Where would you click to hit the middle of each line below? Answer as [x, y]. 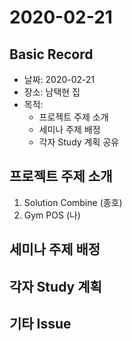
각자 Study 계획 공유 [79, 142]
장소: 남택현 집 [52, 92]
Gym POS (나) [52, 215]
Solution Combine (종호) [73, 202]
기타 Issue [40, 323]
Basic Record [51, 54]
